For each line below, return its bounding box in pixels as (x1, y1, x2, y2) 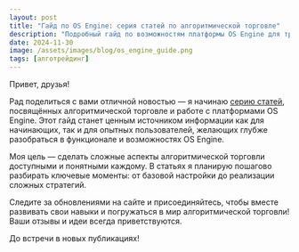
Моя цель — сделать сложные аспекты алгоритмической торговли (9, 151, 265, 161)
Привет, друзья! (9, 79, 69, 89)
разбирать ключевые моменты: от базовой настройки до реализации (9, 170, 275, 181)
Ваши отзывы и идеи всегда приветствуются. (9, 215, 182, 226)
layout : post (9, 12, 58, 22)
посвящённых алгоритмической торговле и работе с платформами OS (9, 106, 279, 116)
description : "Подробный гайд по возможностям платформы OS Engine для (9, 29, 280, 38)
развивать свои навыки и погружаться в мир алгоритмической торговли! (9, 207, 290, 216)
